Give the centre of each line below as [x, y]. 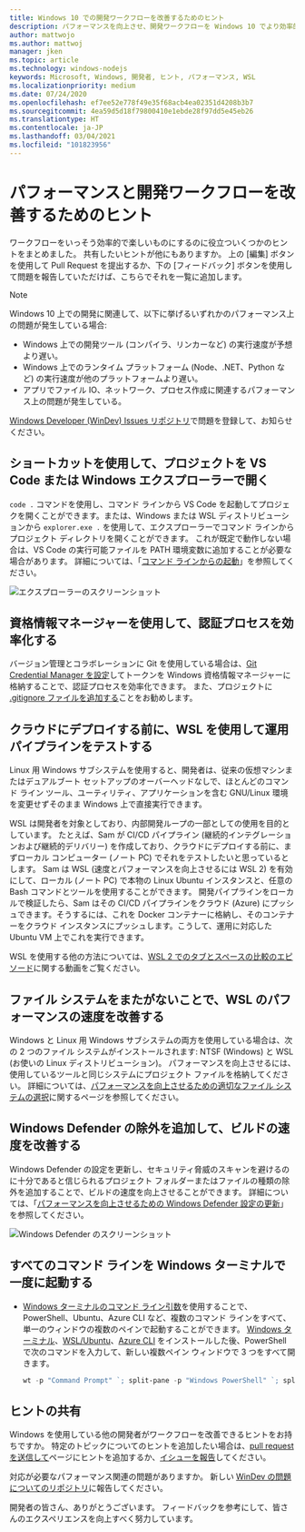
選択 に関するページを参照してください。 [108, 1097]
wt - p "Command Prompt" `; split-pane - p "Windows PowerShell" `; [151, 1380]
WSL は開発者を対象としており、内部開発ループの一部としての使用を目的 [146, 824]
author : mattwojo [42, 35]
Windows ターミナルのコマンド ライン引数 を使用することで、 [137, 1306]
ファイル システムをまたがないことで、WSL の [138, 999]
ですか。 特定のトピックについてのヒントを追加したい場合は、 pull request [156, 1446]
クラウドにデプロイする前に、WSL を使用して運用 [149, 729]
